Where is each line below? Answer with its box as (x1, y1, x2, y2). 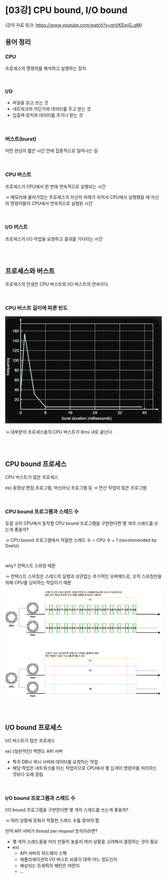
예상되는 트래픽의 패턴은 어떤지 (19, 863, 80, 869)
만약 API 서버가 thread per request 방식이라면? (5, 828, 98, 834)
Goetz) (5, 543, 19, 549)
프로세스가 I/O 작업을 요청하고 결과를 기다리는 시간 (5, 235, 103, 242)
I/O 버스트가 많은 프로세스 (5, 737, 56, 743)
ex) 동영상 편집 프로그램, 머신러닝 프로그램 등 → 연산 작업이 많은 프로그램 (5, 484, 147, 490)
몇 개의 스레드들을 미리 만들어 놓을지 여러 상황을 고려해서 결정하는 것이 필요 (12, 839, 159, 845)
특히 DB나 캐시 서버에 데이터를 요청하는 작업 (12, 759, 98, 765)
